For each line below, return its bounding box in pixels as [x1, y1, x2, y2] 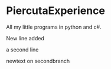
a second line [6, 46, 39, 53]
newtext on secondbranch [6, 57, 70, 64]
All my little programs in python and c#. [6, 23, 102, 30]
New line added [6, 34, 44, 42]
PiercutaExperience [6, 4, 105, 18]
